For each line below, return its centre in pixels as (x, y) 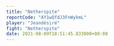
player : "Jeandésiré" (33, 23)
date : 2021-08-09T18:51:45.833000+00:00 (57, 34)
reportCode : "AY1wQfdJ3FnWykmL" (46, 17)
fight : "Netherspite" (33, 28)
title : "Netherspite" (33, 12)
